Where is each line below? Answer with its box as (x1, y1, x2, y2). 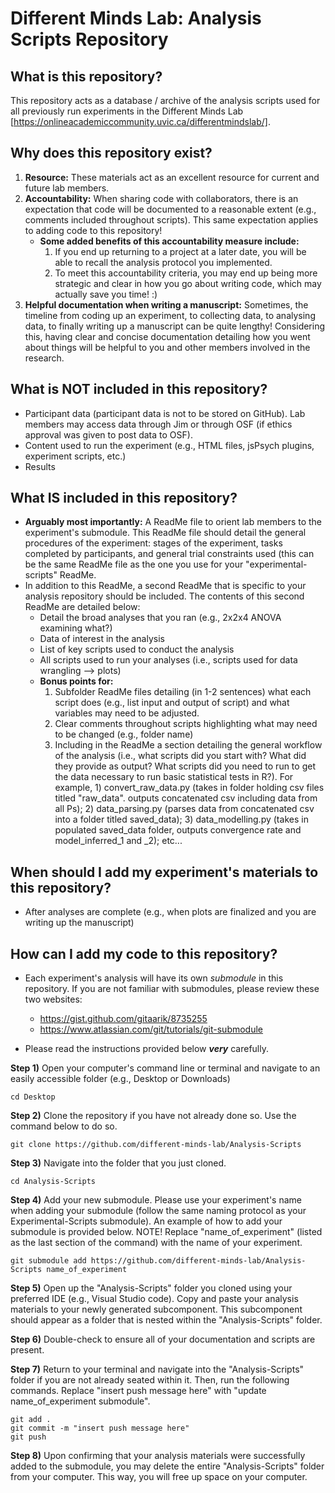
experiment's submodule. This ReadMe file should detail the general (24, 527, 307, 539)
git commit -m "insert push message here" (10, 1423, 190, 1434)
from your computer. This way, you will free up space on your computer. (10, 1471, 308, 1483)
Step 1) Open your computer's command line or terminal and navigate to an (10, 1062, 321, 1074)
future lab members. (24, 182, 110, 194)
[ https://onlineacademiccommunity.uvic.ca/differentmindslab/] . (10, 116, 271, 127)
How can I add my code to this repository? (10, 945, 278, 962)
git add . (10, 1415, 52, 1425)
